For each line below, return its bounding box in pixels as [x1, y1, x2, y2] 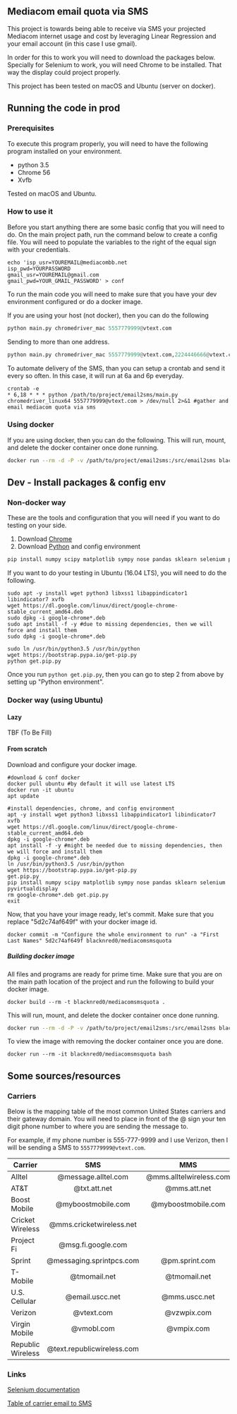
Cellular [11, 1296, 37, 1306]
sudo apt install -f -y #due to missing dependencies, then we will [7, 621, 213, 628]
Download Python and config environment [17, 543, 141, 551]
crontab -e [7, 385, 39, 392]
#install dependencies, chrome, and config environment [7, 804, 175, 812]
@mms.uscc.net [161, 1292, 215, 1302]
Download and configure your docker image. [7, 760, 138, 768]
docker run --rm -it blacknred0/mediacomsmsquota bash [7, 1051, 172, 1058]
